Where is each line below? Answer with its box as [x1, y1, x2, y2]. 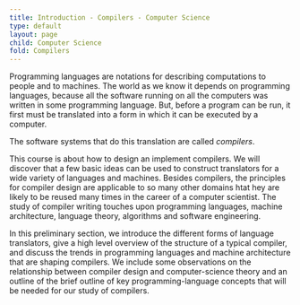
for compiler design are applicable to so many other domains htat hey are [9, 182, 280, 193]
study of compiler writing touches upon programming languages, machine [9, 201, 283, 212]
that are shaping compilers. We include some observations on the [9, 257, 252, 267]
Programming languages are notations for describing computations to [9, 71, 267, 82]
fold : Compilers [9, 47, 70, 56]
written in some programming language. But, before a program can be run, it [9, 100, 291, 110]
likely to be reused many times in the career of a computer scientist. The [9, 192, 277, 203]
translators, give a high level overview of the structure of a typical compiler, [9, 238, 288, 248]
